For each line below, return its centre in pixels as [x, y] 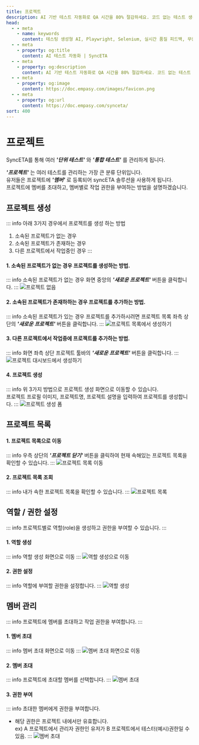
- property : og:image [43, 84]
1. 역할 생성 [19, 542]
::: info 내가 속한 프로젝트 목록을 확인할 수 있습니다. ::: [68, 491]
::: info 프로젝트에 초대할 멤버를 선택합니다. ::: [59, 680]
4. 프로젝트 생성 [24, 375]
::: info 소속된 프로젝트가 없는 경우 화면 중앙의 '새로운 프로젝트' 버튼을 [86, 280]
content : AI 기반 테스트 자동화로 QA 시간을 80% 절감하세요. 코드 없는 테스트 [106, 72]
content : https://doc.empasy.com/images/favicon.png [88, 89]
